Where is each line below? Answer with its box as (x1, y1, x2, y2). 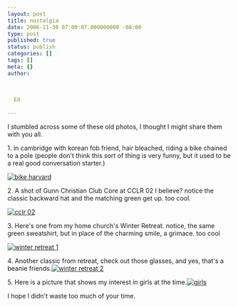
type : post (7, 30, 40, 38)
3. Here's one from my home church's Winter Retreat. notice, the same (7, 221, 215, 230)
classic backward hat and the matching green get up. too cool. (7, 193, 191, 203)
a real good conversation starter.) (7, 158, 105, 167)
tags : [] (7, 57, 33, 64)
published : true (7, 37, 56, 44)
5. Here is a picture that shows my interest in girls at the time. (7, 278, 187, 286)
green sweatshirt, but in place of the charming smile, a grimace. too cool (7, 229, 221, 237)
